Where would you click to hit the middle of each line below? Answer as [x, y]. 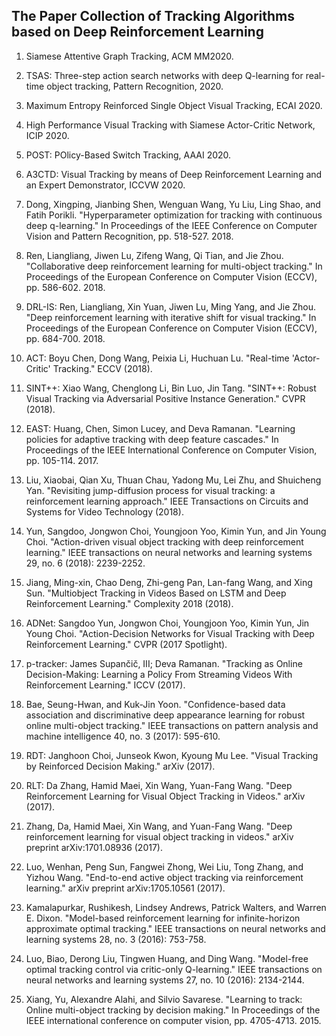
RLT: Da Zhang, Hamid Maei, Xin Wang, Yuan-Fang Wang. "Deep [159, 785]
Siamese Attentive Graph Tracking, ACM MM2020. [129, 56]
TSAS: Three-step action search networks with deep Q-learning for [164, 75]
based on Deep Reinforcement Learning [137, 32]
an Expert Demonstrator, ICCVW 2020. [105, 185]
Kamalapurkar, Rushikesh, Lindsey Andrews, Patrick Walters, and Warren [176, 907]
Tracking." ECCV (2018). [102, 368]
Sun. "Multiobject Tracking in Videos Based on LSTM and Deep [156, 593]
